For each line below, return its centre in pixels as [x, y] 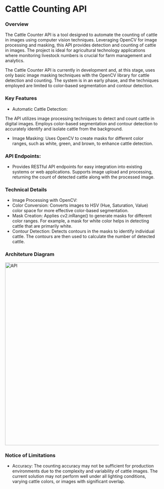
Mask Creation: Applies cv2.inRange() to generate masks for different [82, 216]
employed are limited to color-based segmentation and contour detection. [79, 86]
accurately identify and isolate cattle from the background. [64, 129]
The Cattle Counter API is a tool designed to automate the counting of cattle [81, 35]
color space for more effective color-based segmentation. [70, 211]
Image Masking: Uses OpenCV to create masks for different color [78, 138]
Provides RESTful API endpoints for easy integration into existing [77, 167]
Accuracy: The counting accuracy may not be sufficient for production [83, 466]
